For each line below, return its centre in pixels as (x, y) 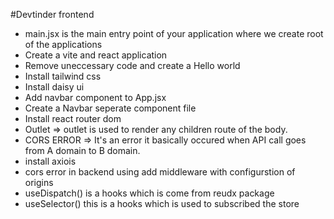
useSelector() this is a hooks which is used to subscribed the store (162, 203)
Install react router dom (73, 118)
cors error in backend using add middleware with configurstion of (160, 172)
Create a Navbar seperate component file (110, 108)
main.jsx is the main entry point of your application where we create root (174, 33)
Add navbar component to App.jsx (95, 97)
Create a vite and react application (96, 55)
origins (39, 182)
